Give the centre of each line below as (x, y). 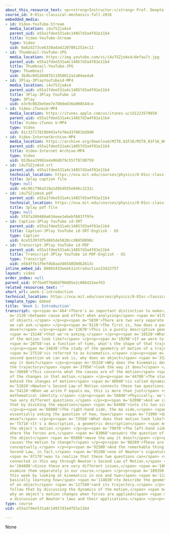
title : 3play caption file (38, 179)
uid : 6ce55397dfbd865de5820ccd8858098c (52, 240)
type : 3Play (23, 99)
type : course (19, 504)
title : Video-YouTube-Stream (40, 38)
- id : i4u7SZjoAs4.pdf (29, 193)
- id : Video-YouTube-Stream (35, 24)
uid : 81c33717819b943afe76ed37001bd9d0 (52, 132)
